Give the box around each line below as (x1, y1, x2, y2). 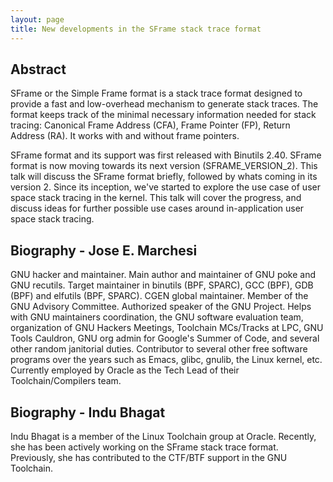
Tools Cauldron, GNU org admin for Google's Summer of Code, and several (10, 332, 320, 345)
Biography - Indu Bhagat (10, 404, 166, 421)
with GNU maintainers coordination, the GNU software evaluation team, (10, 311, 304, 323)
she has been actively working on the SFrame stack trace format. (10, 441, 279, 453)
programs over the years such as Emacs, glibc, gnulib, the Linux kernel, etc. (10, 354, 323, 366)
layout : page (10, 14, 65, 25)
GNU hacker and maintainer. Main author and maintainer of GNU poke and (10, 269, 317, 281)
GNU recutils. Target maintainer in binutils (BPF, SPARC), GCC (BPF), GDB (10, 279, 314, 291)
